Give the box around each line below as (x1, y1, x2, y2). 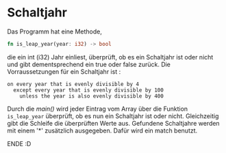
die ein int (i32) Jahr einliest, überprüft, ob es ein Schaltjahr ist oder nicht (7, 53, 214, 61)
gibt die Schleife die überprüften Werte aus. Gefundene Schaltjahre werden (7, 119, 221, 127)
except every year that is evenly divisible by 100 (13, 87, 164, 94)
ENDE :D (7, 139, 32, 148)
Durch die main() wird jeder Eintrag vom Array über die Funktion (7, 105, 188, 113)
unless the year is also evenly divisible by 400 (19, 92, 164, 100)
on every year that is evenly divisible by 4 (7, 81, 139, 87)
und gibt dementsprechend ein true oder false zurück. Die (7, 60, 171, 68)
